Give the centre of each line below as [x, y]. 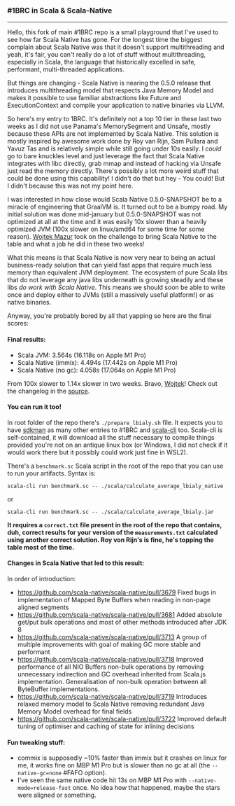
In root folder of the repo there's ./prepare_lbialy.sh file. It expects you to [115, 422]
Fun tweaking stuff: [36, 742]
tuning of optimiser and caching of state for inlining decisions [106, 726]
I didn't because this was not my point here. [70, 186]
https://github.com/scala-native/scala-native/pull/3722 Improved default [122, 718]
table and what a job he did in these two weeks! [76, 244]
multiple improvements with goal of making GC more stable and [109, 644]
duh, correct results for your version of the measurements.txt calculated [113, 532]
